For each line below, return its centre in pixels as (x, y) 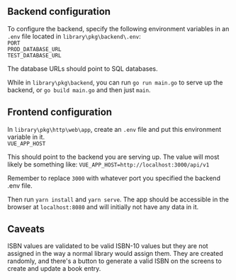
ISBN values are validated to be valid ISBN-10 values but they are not (108, 246)
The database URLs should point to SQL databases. (83, 68)
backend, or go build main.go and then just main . (79, 90)
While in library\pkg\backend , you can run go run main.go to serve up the (115, 82)
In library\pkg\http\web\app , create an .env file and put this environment (114, 129)
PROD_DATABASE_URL (34, 49)
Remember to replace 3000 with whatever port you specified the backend (114, 178)
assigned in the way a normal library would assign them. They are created (115, 254)
